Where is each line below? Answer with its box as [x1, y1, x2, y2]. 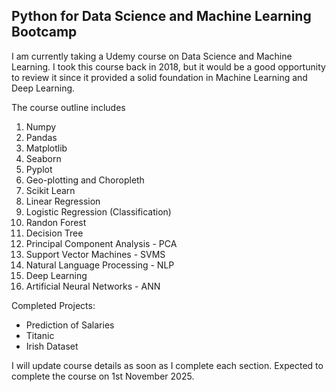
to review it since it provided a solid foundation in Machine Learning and [11, 71, 308, 83]
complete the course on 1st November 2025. [11, 370, 195, 382]
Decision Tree [25, 227, 84, 239]
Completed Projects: [11, 299, 96, 311]
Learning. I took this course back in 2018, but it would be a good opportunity [11, 60, 326, 73]
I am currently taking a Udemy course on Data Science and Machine [11, 50, 293, 62]
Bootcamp [11, 24, 78, 41]
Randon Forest [25, 216, 87, 228]
